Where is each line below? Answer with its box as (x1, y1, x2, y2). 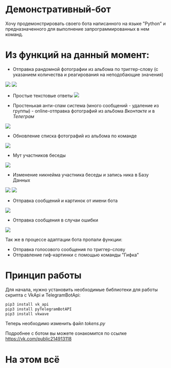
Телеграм (12, 113, 35, 119)
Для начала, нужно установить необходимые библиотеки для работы (5, 286, 158, 292)
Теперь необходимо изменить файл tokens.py (5, 321, 106, 327)
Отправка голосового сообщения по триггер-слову (12, 246, 126, 252)
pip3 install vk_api (5, 302, 50, 307)
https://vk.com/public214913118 (5, 336, 72, 342)
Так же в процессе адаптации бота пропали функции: (5, 236, 123, 242)
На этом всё (5, 354, 60, 365)
